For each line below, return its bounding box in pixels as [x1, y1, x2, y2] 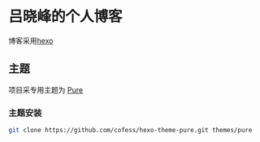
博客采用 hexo [8, 36, 54, 45]
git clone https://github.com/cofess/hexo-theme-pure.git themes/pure [8, 127, 253, 135]
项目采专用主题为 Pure [8, 84, 84, 94]
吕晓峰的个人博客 [8, 7, 123, 26]
